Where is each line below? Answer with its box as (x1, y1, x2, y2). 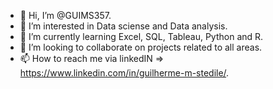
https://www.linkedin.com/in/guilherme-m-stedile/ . (19, 67, 230, 79)
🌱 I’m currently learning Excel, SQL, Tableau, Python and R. (19, 31, 264, 42)
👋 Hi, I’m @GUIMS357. (19, 10, 112, 21)
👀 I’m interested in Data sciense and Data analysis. (19, 20, 228, 32)
